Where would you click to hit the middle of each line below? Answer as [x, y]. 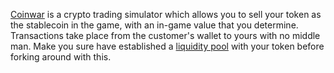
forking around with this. [61, 57]
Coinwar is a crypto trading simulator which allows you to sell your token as [166, 14]
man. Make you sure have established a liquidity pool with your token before [167, 46]
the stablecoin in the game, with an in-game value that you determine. [154, 25]
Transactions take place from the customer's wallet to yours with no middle [165, 35]
